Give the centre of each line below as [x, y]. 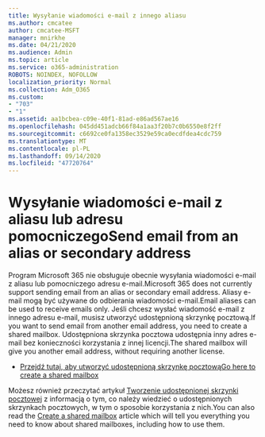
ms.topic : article [38, 60]
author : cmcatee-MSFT [44, 30]
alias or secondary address [100, 253]
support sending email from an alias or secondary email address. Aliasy [125, 292]
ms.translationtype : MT [48, 141]
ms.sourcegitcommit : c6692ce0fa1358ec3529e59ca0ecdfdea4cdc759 [115, 133]
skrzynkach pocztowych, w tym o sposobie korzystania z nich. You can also [132, 408]
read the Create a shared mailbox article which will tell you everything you [129, 416]
